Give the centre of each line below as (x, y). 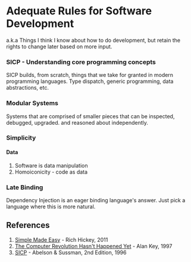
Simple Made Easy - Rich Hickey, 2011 (61, 239)
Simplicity (21, 138)
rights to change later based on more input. (59, 47)
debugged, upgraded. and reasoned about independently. (77, 122)
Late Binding (25, 187)
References (28, 225)
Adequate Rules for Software (79, 11)
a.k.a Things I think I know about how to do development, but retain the (93, 40)
